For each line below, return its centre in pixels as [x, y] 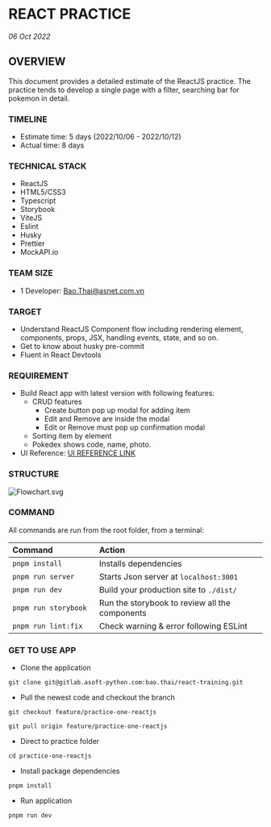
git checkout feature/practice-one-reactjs [83, 713]
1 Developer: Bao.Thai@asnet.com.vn [82, 290]
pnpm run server [44, 576]
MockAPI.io [39, 252]
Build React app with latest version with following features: [117, 393]
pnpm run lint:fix [48, 626]
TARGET [25, 311]
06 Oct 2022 [29, 36]
